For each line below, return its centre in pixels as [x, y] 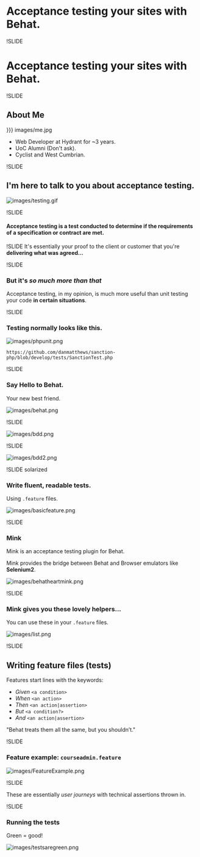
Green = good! [25, 835]
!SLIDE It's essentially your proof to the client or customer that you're [93, 246]
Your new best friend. [34, 398]
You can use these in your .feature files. [57, 622]
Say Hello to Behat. [35, 385]
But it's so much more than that [54, 281]
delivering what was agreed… [45, 252]
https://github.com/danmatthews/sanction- [61, 353]
